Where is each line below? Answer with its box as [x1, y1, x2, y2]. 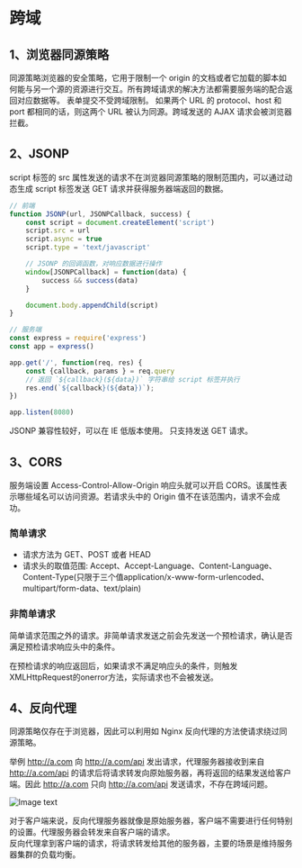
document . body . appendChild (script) [25, 301, 159, 310]
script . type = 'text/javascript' [25, 243, 151, 252]
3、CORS [9, 454, 63, 469]
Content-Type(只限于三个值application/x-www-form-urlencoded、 [22, 572, 270, 583]
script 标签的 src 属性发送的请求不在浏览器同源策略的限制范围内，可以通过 [9, 172, 285, 183]
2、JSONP [9, 146, 70, 162]
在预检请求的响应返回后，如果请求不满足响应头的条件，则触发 [9, 660, 238, 671]
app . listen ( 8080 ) [9, 408, 75, 417]
